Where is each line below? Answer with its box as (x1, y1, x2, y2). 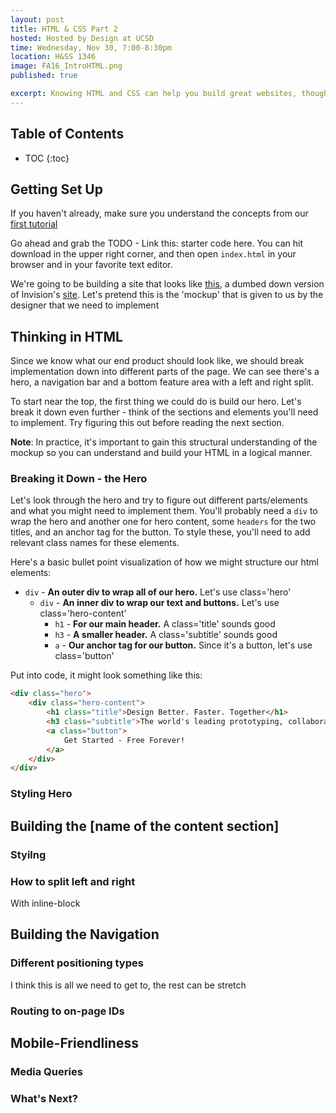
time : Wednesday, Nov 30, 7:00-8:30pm (10, 42, 172, 53)
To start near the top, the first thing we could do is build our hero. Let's (10, 396, 302, 408)
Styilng (10, 847, 47, 861)
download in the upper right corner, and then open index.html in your (10, 248, 297, 260)
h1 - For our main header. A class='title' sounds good (54, 618, 276, 630)
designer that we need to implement (10, 299, 160, 311)
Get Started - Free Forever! (63, 735, 186, 745)
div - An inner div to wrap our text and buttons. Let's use (39, 597, 280, 609)
